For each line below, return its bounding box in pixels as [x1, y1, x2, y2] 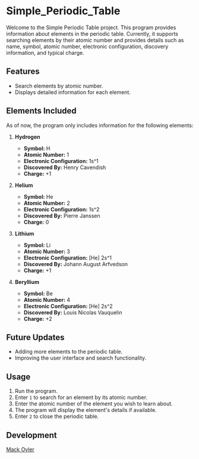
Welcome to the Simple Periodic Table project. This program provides [6, 24, 176, 31]
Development [6, 430, 58, 440]
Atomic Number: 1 [23, 151, 70, 158]
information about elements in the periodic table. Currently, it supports [6, 30, 178, 37]
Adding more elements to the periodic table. [14, 348, 123, 355]
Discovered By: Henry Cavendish [23, 164, 106, 171]
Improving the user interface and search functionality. [14, 354, 147, 361]
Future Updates [6, 332, 65, 342]
